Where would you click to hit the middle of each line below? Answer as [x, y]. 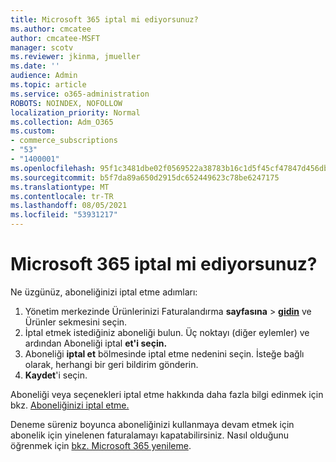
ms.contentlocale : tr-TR [62, 196]
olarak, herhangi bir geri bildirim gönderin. [111, 364]
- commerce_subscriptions [64, 141]
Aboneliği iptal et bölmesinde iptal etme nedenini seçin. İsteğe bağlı [164, 353]
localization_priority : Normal [75, 112]
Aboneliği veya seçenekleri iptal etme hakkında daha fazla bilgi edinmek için [167, 394]
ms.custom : [33, 131]
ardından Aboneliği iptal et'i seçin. [96, 343]
